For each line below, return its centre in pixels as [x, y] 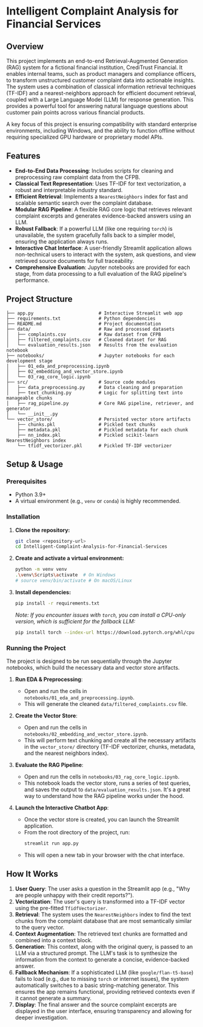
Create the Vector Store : [46, 716]
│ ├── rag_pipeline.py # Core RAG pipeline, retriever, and [100, 403]
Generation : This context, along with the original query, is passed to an [104, 946]
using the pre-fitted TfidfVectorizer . [61, 908]
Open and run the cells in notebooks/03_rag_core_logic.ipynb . [102, 777]
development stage [29, 361]
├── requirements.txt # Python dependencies [81, 318]
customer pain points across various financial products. [76, 112]
